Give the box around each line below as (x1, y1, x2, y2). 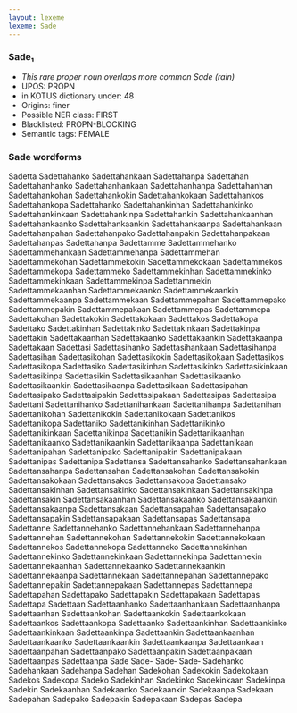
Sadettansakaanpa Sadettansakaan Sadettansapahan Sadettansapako (8, 504, 267, 514)
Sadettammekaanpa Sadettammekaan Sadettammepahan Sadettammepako (8, 294, 287, 305)
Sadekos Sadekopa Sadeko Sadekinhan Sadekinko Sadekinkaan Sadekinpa (8, 675, 285, 685)
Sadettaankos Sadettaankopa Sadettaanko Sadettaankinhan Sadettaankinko (8, 618, 287, 629)
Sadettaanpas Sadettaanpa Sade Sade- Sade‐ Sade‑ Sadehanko (8, 656, 244, 666)
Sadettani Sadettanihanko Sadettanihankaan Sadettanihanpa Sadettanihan (8, 399, 282, 410)
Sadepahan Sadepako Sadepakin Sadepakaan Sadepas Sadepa (8, 694, 243, 705)
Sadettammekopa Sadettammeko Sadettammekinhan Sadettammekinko (8, 266, 273, 277)
